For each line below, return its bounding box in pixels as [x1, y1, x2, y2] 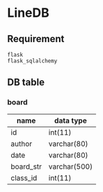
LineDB [7, 5, 50, 21]
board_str [10, 161, 42, 171]
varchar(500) [48, 161, 93, 171]
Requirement [7, 33, 65, 45]
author [10, 139, 33, 149]
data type [54, 116, 87, 125]
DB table [7, 76, 45, 88]
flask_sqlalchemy [7, 57, 58, 64]
